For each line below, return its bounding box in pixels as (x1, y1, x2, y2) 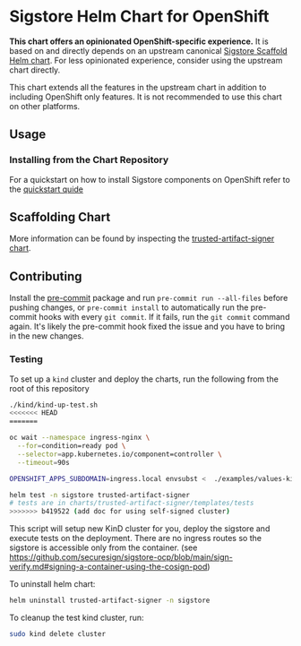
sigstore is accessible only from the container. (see (9, 542, 198, 553)
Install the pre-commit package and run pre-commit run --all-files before (9, 293, 288, 304)
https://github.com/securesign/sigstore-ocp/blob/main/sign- (9, 552, 233, 563)
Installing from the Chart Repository (9, 154, 169, 167)
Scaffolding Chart (9, 210, 111, 225)
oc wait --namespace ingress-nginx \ (9, 433, 150, 443)
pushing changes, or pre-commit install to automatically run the (9, 302, 249, 313)
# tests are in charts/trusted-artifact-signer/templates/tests (9, 499, 254, 508)
